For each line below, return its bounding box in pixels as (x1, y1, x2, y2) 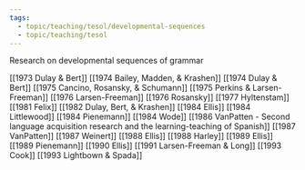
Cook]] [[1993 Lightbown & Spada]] (9, 150, 143, 161)
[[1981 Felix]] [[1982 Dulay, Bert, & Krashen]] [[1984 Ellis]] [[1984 (9, 102, 251, 113)
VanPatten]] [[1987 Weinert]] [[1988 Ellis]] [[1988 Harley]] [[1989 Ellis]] (9, 131, 273, 142)
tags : (9, 13, 30, 23)
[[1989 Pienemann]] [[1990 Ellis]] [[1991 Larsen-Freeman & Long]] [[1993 (9, 140, 282, 151)
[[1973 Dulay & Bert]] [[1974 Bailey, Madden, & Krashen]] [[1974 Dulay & (9, 73, 278, 84)
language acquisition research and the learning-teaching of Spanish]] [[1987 (9, 121, 296, 132)
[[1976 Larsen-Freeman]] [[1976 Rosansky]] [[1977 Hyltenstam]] (49, 92, 290, 103)
